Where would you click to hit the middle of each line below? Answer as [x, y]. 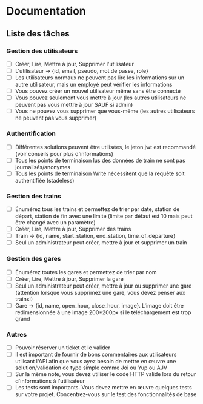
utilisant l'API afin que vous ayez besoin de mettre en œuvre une [95, 362]
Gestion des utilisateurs [42, 51]
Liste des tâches [38, 34]
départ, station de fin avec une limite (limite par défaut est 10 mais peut [104, 216]
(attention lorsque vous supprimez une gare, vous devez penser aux [100, 292]
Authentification [31, 133]
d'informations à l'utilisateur [50, 381]
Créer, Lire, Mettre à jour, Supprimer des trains [73, 229]
